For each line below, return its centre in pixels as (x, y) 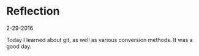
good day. (19, 46)
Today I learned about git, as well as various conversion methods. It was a (99, 40)
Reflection (33, 11)
